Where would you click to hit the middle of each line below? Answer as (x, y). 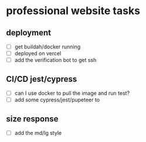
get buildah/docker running (47, 47)
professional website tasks (73, 11)
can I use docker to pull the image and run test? (72, 93)
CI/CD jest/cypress (42, 79)
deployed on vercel (38, 54)
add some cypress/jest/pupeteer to (57, 100)
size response (32, 119)
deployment (29, 33)
